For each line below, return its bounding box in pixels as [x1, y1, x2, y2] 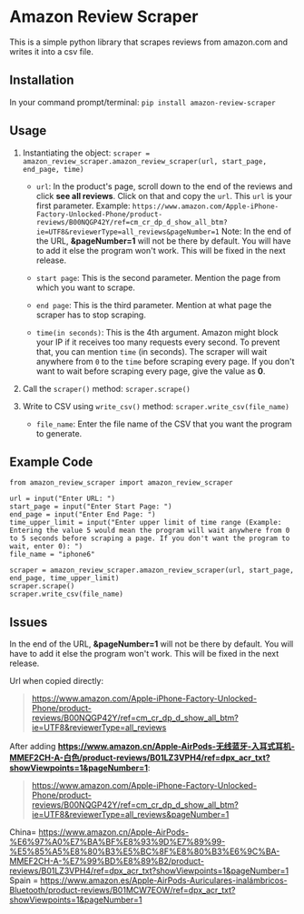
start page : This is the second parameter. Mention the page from [35, 272, 281, 283]
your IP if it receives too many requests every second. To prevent [35, 336, 280, 347]
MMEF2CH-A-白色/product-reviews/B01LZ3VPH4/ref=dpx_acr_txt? [9, 752, 270, 763]
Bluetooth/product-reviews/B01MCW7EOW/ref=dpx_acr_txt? [9, 885, 236, 896]
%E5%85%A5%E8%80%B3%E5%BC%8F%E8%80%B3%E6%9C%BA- [9, 846, 280, 857]
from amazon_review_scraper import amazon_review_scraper [9, 478, 233, 487]
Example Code [9, 454, 93, 469]
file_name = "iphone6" [9, 550, 95, 559]
